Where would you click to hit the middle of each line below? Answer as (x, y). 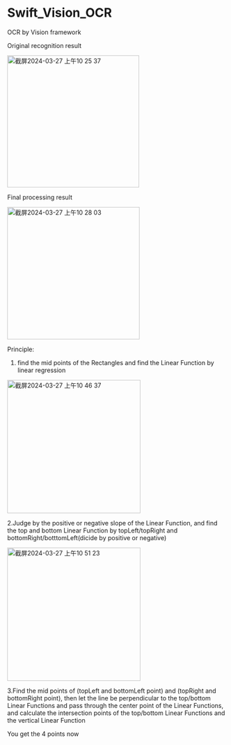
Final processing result (40, 197)
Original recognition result (45, 45)
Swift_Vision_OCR (60, 13)
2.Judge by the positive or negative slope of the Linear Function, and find (112, 523)
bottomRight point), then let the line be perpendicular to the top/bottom (109, 698)
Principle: (21, 349)
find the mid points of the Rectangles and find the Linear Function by (115, 362)
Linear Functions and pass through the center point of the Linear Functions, (115, 705)
